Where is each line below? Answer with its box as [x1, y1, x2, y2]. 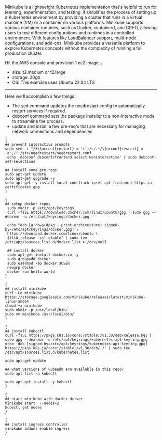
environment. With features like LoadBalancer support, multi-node [5, 35, 136, 41]
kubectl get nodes [5, 405, 42, 410]
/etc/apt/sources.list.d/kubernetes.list [5, 350, 90, 355]
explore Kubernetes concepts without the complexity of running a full [5, 46, 143, 51]
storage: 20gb [12, 75, 40, 80]
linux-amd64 [5, 299, 29, 304]
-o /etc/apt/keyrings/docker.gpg [22, 214, 90, 219]
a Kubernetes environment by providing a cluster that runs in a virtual [5, 15, 143, 20]
